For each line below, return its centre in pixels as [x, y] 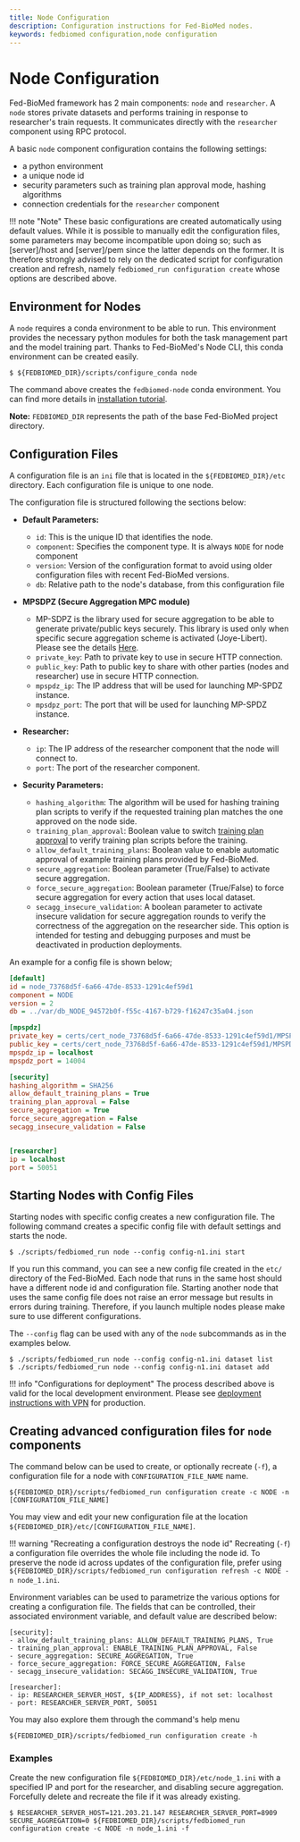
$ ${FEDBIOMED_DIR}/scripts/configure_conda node [104, 373]
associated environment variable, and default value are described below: [143, 1616]
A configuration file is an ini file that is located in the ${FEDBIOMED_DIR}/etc [147, 475]
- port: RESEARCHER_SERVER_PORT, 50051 [83, 1703]
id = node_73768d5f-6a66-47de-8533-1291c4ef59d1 [101, 987]
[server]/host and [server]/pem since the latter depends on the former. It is [147, 250]
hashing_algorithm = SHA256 [62, 1085]
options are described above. [63, 279]
